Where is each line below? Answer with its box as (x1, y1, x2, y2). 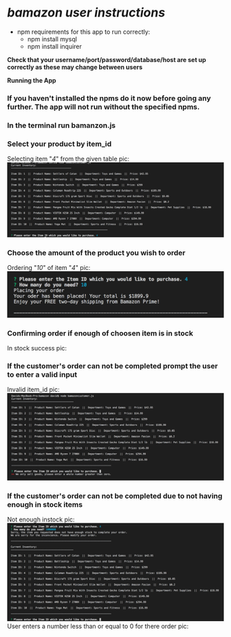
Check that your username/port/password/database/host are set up (7, 55, 206, 63)
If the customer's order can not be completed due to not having (7, 491, 223, 501)
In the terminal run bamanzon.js (7, 121, 116, 130)
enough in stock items (7, 499, 83, 509)
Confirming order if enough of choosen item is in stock (7, 328, 194, 338)
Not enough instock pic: (7, 515, 75, 524)
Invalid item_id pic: (7, 386, 60, 394)
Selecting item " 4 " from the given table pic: (7, 155, 129, 163)
